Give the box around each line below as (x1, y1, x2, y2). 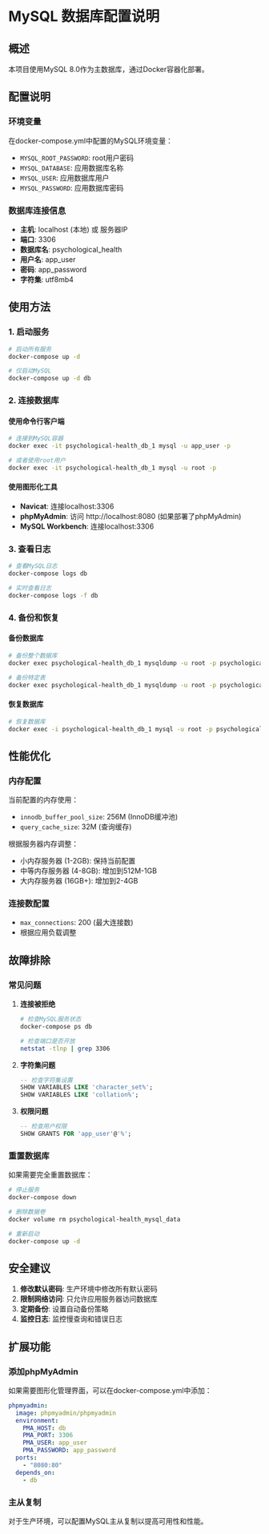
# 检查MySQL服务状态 (19, 1015, 82, 1024)
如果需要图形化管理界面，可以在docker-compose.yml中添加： (8, 1385, 212, 1395)
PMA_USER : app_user (22, 1439, 88, 1447)
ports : (15, 1454, 38, 1462)
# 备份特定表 (8, 674, 46, 682)
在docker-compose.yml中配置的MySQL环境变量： (8, 135, 174, 145)
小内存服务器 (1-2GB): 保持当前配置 (19, 856, 136, 866)
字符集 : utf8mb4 (19, 274, 74, 284)
